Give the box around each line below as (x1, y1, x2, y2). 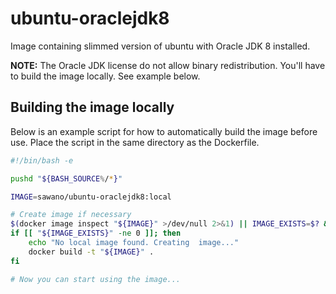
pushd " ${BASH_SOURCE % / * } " (10, 173, 123, 184)
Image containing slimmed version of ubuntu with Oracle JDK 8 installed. (10, 40, 311, 52)
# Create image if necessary (10, 210, 132, 220)
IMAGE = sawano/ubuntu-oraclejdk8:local (10, 192, 172, 202)
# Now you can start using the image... (10, 274, 182, 284)
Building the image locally (10, 99, 175, 116)
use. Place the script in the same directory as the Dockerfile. (10, 136, 260, 148)
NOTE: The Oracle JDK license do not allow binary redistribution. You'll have (10, 59, 326, 71)
